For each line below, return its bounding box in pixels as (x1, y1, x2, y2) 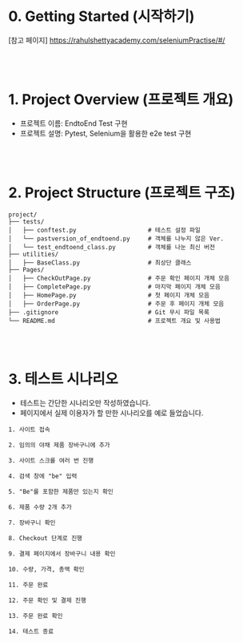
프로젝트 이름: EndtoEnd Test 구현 (19, 118, 128, 128)
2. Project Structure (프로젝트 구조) (8, 184, 236, 202)
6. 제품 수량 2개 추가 (8, 503, 72, 511)
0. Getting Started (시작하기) (8, 7, 195, 26)
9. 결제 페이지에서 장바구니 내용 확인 (8, 550, 116, 558)
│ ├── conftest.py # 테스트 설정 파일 (8, 226, 201, 234)
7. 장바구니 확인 (8, 519, 56, 527)
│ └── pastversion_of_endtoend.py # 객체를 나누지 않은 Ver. (8, 234, 225, 243)
